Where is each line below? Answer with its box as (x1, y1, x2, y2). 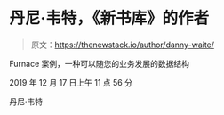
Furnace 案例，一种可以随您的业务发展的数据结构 (9, 58, 189, 69)
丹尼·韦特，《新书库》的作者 (9, 8, 210, 29)
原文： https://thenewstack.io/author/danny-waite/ (30, 39, 215, 50)
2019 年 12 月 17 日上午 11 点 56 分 (9, 77, 133, 87)
